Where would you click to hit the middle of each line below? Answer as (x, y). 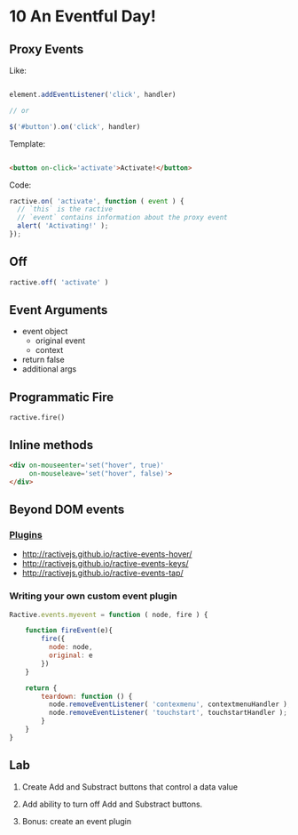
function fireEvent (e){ (69, 630)
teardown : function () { (87, 696)
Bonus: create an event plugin (76, 821)
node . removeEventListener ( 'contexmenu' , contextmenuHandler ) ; (170, 704)
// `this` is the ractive (65, 209)
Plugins (26, 534)
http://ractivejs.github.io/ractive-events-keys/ (105, 564)
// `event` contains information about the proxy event (122, 218)
